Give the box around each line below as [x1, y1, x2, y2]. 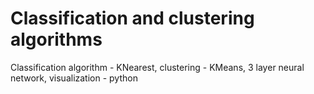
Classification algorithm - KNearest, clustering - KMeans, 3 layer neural [10, 61, 305, 73]
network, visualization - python [10, 72, 138, 84]
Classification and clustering [10, 7, 255, 30]
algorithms [10, 28, 103, 51]
